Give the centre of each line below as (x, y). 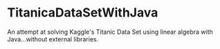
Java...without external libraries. (53, 39)
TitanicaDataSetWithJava (83, 13)
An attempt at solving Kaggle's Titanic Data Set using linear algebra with (110, 32)
